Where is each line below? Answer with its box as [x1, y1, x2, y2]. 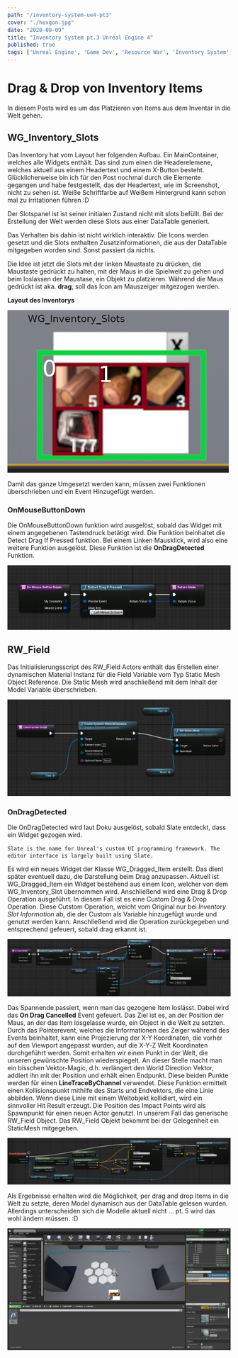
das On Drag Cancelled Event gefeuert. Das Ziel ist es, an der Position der [7, 1011, 225, 1019]
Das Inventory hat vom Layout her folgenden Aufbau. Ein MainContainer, [7, 150, 219, 159]
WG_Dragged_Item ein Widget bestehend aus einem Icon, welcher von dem [7, 880, 229, 889]
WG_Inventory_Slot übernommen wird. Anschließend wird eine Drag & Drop [7, 887, 227, 896]
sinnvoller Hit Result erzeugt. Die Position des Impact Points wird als [7, 1101, 206, 1109]
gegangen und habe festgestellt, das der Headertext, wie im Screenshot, [7, 181, 220, 189]
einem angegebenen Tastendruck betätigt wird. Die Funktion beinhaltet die [7, 529, 225, 537]
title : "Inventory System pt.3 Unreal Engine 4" [7, 34, 154, 41]
